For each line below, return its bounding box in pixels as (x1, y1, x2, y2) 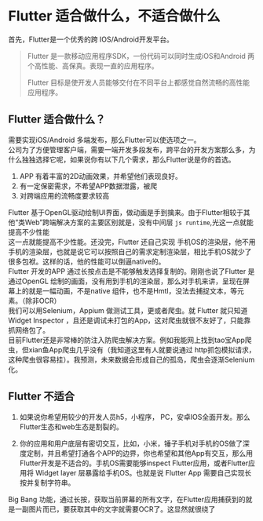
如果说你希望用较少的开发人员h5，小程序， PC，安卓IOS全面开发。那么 (19, 412, 250, 421)
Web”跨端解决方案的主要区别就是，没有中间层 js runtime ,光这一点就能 (24, 217, 254, 227)
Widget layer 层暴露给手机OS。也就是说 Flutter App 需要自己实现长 (35, 468, 252, 477)
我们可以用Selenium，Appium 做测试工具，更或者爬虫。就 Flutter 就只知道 (8, 305, 248, 315)
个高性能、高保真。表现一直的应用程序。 (27, 60, 159, 71)
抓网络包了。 (8, 325, 49, 334)
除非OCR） (24, 296, 61, 305)
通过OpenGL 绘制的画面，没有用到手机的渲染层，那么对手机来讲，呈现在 (8, 276, 243, 286)
